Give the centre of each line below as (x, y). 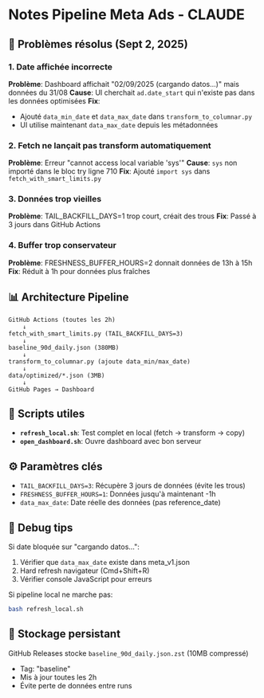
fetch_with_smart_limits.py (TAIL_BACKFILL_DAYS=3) (96, 333)
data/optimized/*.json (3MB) (57, 375)
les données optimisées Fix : (54, 100)
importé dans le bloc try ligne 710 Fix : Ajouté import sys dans (109, 171)
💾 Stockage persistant (65, 634)
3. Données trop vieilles (55, 199)
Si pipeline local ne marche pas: (61, 594)
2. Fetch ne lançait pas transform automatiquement (110, 145)
